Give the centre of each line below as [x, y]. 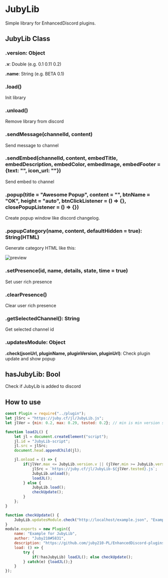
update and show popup [30, 358]
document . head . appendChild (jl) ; [48, 451]
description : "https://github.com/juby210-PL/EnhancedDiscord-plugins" [90, 543]
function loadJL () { [27, 432]
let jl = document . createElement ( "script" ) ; [61, 436]
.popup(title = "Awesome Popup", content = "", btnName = [78, 195]
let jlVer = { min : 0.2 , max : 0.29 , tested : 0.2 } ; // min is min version [82, 423]
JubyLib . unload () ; [51, 473]
